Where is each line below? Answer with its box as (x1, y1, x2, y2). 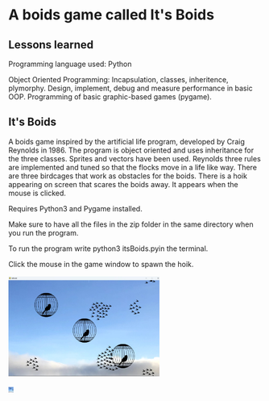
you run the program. (8, 228, 79, 237)
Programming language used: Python (8, 59, 132, 69)
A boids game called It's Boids (8, 6, 215, 24)
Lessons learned (8, 38, 94, 52)
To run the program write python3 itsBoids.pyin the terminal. (8, 244, 209, 253)
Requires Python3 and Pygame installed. (8, 203, 143, 213)
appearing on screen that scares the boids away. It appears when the (8, 179, 239, 189)
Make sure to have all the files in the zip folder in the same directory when (8, 219, 254, 229)
